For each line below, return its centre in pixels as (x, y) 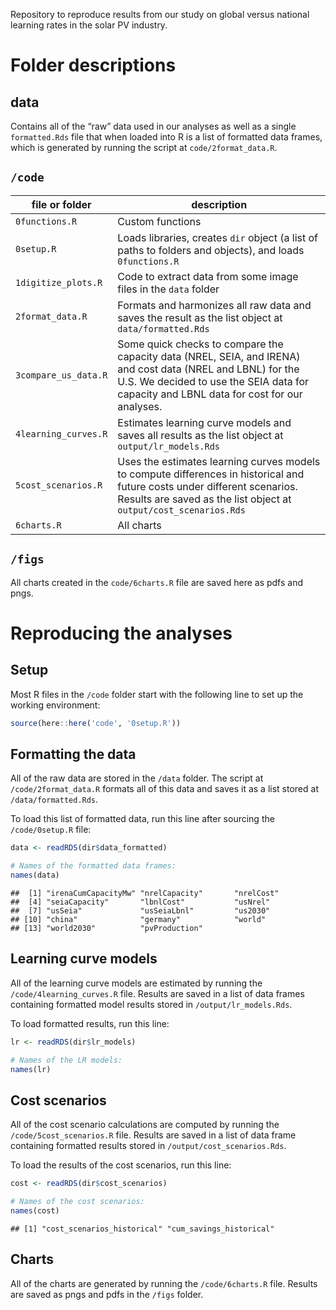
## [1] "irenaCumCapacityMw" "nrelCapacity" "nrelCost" (145, 893)
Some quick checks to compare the (200, 344)
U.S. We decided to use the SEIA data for (213, 381)
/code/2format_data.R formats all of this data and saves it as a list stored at (164, 789)
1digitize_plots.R (59, 282)
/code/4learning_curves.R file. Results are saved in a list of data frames (157, 993)
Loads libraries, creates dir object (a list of (218, 237)
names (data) (35, 875)
